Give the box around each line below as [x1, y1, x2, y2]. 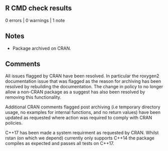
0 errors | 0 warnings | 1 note [5, 17, 65, 23]
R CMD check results [5, 4, 72, 13]
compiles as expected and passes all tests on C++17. [5, 140, 114, 146]
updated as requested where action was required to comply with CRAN [5, 115, 152, 121]
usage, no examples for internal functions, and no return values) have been [5, 109, 160, 115]
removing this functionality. [5, 94, 62, 100]
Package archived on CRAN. [12, 45, 71, 51]
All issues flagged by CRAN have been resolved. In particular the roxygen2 [5, 73, 159, 79]
